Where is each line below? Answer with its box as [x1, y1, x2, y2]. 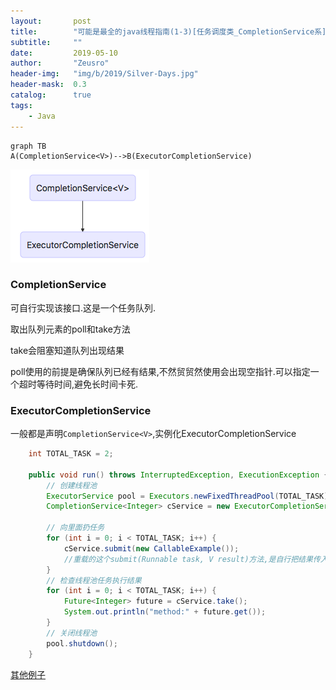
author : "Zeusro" [10, 58, 110, 69]
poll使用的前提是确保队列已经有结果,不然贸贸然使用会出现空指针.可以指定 [10, 365, 311, 377]
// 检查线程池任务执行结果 [46, 575, 142, 585]
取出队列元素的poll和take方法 [10, 323, 131, 335]
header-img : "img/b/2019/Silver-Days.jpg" [10, 69, 199, 79]
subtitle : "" [10, 37, 83, 47]
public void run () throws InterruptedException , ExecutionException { [28, 470, 329, 480]
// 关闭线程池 [46, 628, 98, 638]
